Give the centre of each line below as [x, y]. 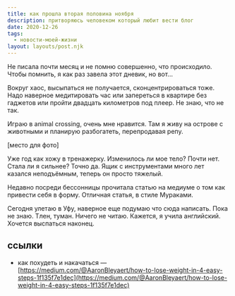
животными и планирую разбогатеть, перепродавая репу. [95, 131]
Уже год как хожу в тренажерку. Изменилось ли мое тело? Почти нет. [114, 159]
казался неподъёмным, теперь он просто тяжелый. [85, 174]
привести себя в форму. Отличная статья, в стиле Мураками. [101, 195]
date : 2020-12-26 [33, 27]
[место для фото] [33, 145]
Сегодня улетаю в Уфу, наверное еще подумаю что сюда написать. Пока [117, 208]
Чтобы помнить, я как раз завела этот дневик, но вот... [90, 74]
